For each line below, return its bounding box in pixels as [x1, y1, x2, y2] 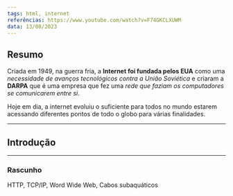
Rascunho [7, 165, 42, 175]
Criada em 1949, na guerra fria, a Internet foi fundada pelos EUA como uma [7, 67, 225, 75]
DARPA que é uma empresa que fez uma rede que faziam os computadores [7, 82, 224, 90]
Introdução [7, 136, 56, 148]
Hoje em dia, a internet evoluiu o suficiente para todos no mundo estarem [7, 103, 217, 111]
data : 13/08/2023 [7, 23, 58, 30]
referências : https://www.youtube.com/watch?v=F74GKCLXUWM [7, 17, 182, 24]
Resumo [7, 48, 44, 60]
